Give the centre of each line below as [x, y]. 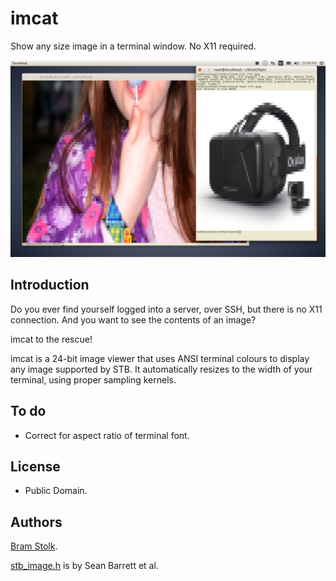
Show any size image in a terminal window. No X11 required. [133, 46]
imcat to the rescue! [51, 339]
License [35, 466]
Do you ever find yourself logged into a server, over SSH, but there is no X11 [166, 309]
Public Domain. [56, 491]
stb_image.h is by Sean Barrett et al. [84, 566]
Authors [36, 522]
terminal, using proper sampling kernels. [93, 379]
